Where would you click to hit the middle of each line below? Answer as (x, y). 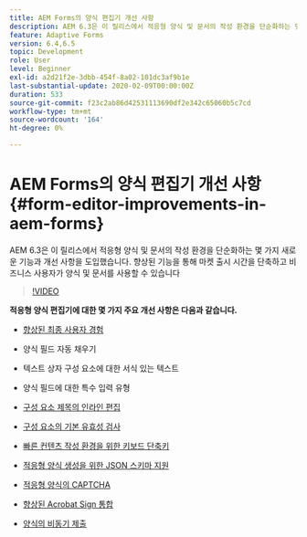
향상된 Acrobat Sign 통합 (68, 504)
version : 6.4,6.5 (42, 43)
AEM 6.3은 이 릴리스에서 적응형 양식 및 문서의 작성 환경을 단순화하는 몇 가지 (145, 250)
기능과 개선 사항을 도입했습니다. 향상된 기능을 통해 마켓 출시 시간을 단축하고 (153, 261)
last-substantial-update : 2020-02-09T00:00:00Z (102, 86)
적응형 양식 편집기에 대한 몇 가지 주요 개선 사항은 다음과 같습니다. (123, 310)
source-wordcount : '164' (57, 120)
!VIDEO (45, 291)
